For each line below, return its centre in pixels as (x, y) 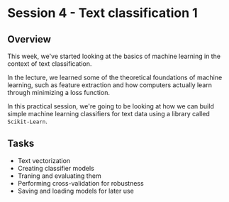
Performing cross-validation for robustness (80, 183)
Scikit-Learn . (27, 121)
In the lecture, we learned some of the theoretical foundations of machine (115, 77)
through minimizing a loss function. (58, 92)
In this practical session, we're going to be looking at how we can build (111, 106)
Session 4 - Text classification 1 (103, 13)
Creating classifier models (56, 168)
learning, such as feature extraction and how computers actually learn (110, 85)
